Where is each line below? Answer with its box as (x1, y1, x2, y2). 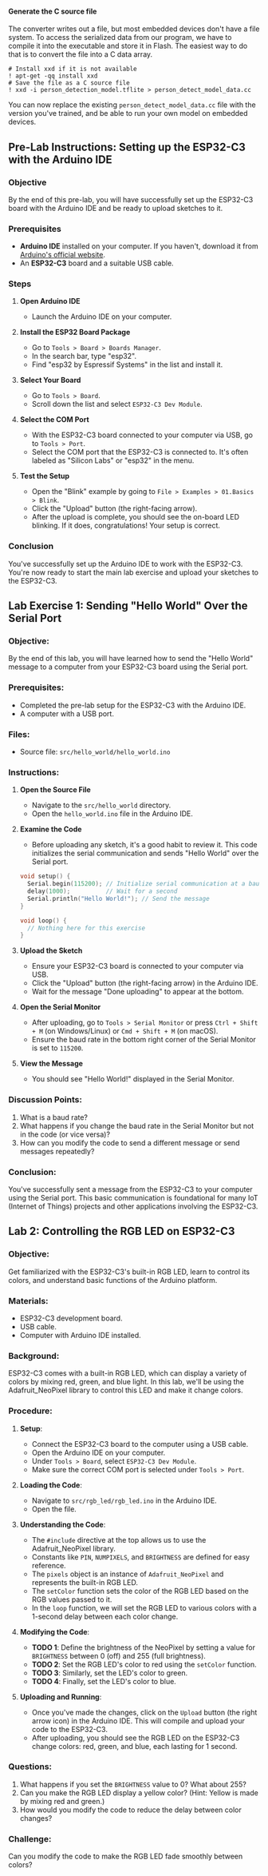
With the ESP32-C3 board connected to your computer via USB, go (31, 430, 254, 440)
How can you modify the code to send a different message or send (19, 1137, 240, 1147)
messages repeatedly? (19, 1146, 95, 1156)
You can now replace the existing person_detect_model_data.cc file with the (8, 100, 257, 110)
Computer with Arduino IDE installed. (19, 1330, 141, 1340)
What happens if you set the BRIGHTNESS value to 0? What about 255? (19, 1779, 247, 1789)
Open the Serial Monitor (19, 1002, 101, 1012)
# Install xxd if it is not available (8, 65, 137, 74)
